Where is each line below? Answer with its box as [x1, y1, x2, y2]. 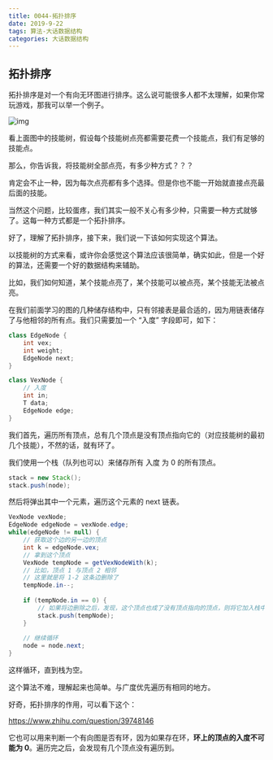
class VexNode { [8, 376, 63, 385]
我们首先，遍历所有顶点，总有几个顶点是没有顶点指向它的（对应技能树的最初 [8, 430, 265, 439]
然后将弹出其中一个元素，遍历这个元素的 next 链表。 [8, 497, 184, 507]
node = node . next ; [23, 642, 85, 650]
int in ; [23, 391, 49, 400]
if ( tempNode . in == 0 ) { [23, 596, 107, 605]
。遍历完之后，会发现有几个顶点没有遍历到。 [28, 743, 179, 753]
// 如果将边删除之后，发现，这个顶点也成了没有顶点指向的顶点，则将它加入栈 [37, 604, 260, 612]
